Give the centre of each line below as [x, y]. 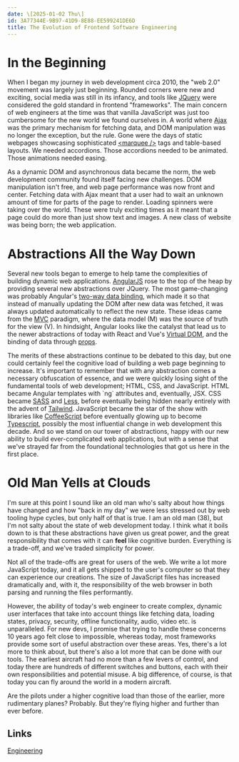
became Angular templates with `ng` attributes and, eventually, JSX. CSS [114, 394]
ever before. [25, 711]
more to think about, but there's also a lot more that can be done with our [115, 652]
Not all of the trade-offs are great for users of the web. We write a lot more [117, 562]
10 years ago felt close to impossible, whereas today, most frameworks [112, 636]
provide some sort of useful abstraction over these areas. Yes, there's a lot [117, 644]
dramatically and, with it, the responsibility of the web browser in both [110, 585]
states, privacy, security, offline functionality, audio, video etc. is [102, 621]
